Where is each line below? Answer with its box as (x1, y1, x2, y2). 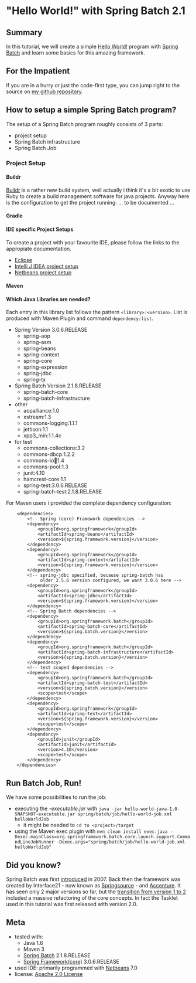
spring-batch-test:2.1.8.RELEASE (23, 488, 102, 495)
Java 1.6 (23, 939, 43, 946)
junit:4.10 (23, 470, 45, 477)
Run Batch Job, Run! (6, 778, 82, 788)
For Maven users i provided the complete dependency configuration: (6, 499, 172, 506)
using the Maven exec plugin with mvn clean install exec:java (14, 828, 168, 835)
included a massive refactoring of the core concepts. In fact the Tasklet (6, 894, 178, 901)
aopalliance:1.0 (23, 407, 60, 414)
